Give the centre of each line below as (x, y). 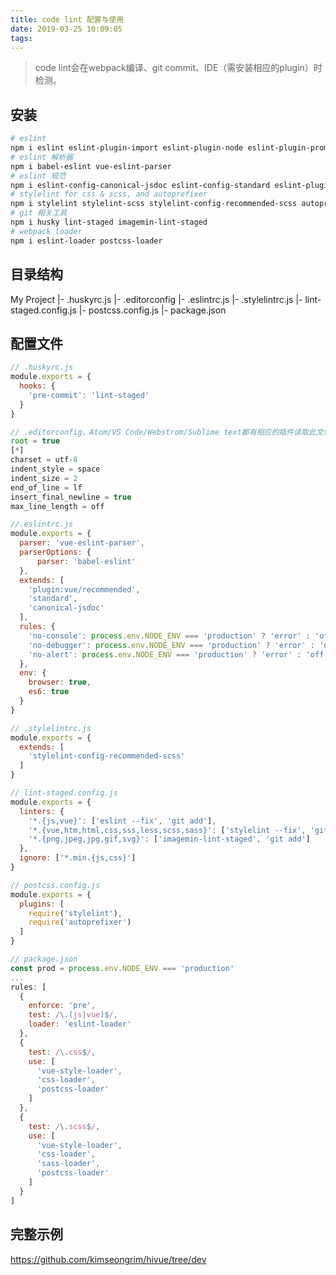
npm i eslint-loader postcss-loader (86, 241)
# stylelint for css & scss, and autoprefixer (109, 194)
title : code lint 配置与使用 (67, 19)
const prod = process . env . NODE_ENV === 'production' (122, 968)
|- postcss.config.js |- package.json (152, 310)
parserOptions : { (55, 552)
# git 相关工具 (39, 213)
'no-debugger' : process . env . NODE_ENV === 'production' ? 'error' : (172, 645)
